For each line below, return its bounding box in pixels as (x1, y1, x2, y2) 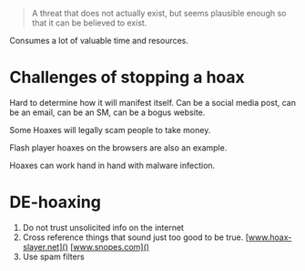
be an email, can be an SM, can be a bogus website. (9, 107, 206, 118)
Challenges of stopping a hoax (9, 68, 246, 88)
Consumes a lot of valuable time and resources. (9, 36, 189, 46)
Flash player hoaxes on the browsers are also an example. (9, 141, 228, 153)
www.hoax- (248, 232, 292, 243)
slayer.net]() (22, 241, 68, 252)
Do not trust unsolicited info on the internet (22, 222, 185, 233)
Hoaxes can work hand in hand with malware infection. (9, 160, 216, 171)
